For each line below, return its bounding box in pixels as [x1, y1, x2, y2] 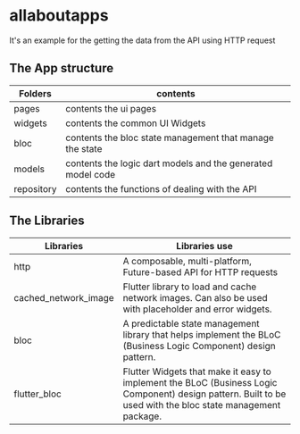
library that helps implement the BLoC [122, 328, 281, 340]
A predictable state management [122, 317, 261, 330]
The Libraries [9, 213, 85, 229]
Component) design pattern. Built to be [122, 388, 287, 400]
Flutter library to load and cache [122, 280, 257, 293]
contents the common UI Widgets [65, 117, 206, 129]
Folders [19, 87, 52, 99]
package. [122, 410, 162, 422]
